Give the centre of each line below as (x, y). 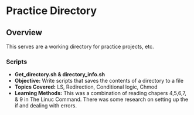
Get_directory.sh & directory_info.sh (60, 75)
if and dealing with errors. (46, 106)
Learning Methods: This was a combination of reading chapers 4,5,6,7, (100, 93)
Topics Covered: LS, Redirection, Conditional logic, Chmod (86, 87)
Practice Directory (52, 11)
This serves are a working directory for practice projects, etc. (80, 46)
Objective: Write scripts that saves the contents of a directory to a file (99, 81)
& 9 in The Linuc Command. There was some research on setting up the (101, 99)
